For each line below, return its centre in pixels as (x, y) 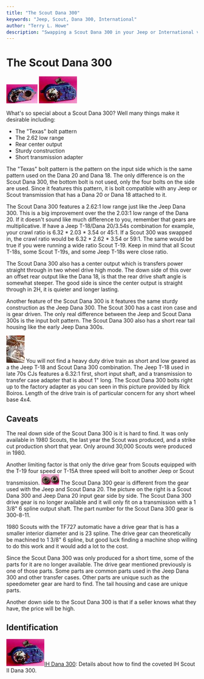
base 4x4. (19, 400)
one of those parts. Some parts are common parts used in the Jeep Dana (98, 571)
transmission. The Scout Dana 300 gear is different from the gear (98, 483)
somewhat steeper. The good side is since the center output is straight (95, 283)
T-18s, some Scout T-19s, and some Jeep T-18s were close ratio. (87, 252)
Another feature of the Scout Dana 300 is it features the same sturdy (92, 302)
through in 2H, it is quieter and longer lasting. (63, 289)
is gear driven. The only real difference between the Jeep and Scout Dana (99, 314)
